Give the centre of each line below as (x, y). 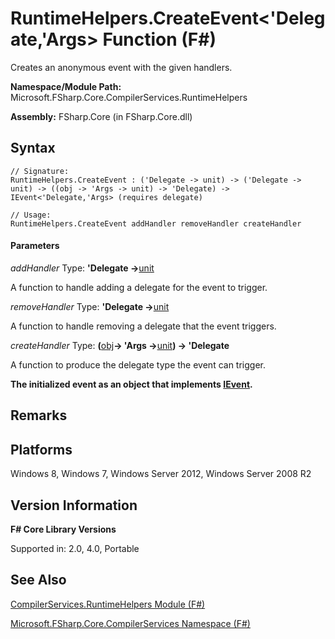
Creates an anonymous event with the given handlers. (121, 67)
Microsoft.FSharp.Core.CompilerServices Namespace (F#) (130, 623)
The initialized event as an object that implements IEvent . (131, 384)
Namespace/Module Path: (66, 86)
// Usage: (31, 215)
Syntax (33, 148)
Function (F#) (159, 39)
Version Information (74, 505)
